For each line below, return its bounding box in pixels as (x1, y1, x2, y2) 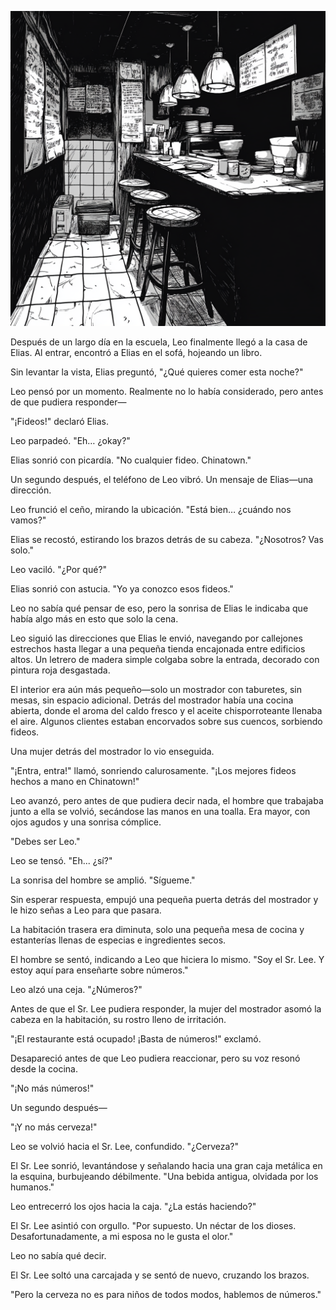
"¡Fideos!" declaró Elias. (10, 416, 110, 427)
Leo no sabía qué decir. (10, 1250, 107, 1261)
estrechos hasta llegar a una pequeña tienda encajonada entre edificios (10, 643, 306, 655)
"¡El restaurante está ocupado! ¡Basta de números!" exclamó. (10, 1033, 262, 1045)
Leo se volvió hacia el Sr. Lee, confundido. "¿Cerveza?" (10, 1141, 239, 1152)
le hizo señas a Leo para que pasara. (10, 904, 162, 916)
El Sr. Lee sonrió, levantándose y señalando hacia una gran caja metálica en (10, 1160, 323, 1171)
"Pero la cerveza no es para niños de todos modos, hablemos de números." (10, 1289, 322, 1300)
